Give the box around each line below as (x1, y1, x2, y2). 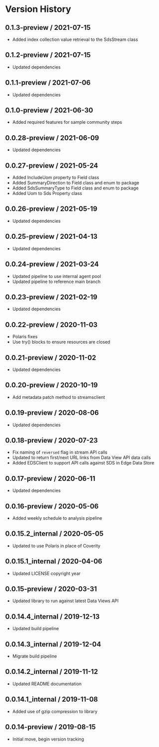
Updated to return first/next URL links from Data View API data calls (12, 455, 151, 461)
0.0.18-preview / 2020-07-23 (5, 436, 98, 445)
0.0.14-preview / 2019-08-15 (5, 723, 96, 732)
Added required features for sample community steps (12, 119, 123, 125)
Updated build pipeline (12, 626, 59, 632)
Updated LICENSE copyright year (12, 570, 81, 576)
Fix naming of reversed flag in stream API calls (12, 449, 108, 456)
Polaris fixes (12, 334, 38, 340)
